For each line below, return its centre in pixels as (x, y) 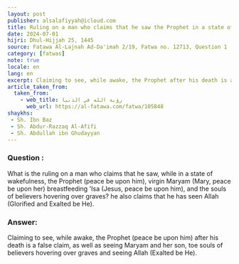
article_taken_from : (38, 87)
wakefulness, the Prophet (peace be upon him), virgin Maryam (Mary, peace (119, 181)
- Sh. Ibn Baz (31, 120)
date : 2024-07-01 (33, 34)
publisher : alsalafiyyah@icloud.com (62, 21)
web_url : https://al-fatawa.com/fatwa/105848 (95, 107)
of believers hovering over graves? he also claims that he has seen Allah (113, 196)
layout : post (27, 14)
